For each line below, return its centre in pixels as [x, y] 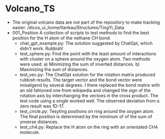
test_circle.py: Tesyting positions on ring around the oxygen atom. [87, 111]
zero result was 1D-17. [42, 106]
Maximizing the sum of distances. [54, 69]
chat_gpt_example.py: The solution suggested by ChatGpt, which [86, 43]
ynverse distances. [39, 122]
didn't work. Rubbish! [41, 48]
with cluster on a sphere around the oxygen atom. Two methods [85, 59]
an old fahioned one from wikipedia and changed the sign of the [85, 90]
